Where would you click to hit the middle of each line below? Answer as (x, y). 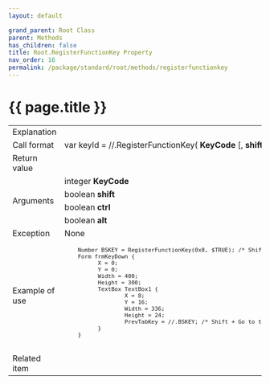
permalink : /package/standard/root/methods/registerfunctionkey (118, 68)
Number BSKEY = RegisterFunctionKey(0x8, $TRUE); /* (161, 250)
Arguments (33, 200)
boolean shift (89, 194)
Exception (31, 233)
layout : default (35, 16)
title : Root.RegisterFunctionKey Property (80, 53)
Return (25, 157)
